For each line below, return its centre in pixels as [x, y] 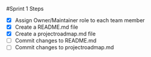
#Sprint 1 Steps [25, 9]
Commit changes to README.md [56, 41]
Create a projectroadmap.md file [55, 34]
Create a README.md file [46, 27]
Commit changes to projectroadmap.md [64, 47]
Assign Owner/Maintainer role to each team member [80, 20]
